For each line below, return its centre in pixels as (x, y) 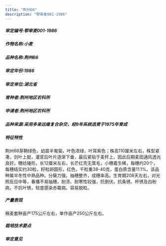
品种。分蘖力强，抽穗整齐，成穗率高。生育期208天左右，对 (96, 176)
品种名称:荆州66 (22, 57)
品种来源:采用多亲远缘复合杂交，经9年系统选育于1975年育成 (66, 124)
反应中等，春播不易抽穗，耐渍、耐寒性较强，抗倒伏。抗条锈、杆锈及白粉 (83, 182)
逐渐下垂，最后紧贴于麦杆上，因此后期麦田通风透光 (109, 157)
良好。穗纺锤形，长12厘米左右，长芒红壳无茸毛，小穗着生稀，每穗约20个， (82, 163)
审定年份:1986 (20, 71)
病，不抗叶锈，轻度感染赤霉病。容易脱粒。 (48, 188)
